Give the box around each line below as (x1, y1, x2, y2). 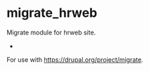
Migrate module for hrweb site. (6, 28, 96, 37)
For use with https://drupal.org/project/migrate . (6, 55, 143, 64)
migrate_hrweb (6, 5, 98, 21)
